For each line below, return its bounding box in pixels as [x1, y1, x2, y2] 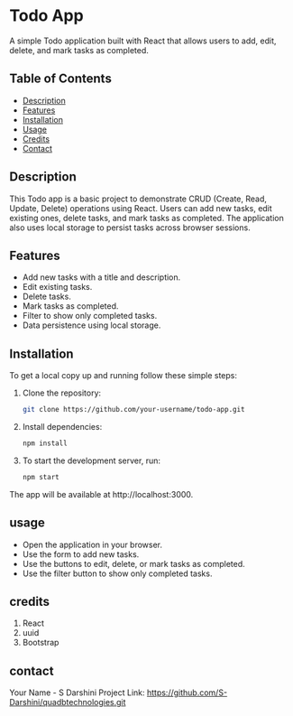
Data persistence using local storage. [22, 320, 161, 330]
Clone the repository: [22, 387, 102, 398]
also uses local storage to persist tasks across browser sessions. [9, 222, 251, 233]
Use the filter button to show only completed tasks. [22, 568, 213, 579]
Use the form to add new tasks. [22, 548, 140, 560]
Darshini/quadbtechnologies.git [9, 697, 126, 708]
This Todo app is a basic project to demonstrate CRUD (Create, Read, [9, 193, 268, 204]
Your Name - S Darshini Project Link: [9, 687, 146, 698]
